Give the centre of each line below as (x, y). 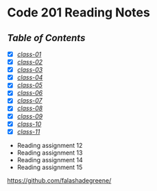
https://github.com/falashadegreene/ (59, 180)
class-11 (28, 131)
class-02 (30, 62)
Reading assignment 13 (50, 153)
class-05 (30, 85)
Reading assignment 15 (50, 167)
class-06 (30, 93)
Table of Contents (46, 38)
